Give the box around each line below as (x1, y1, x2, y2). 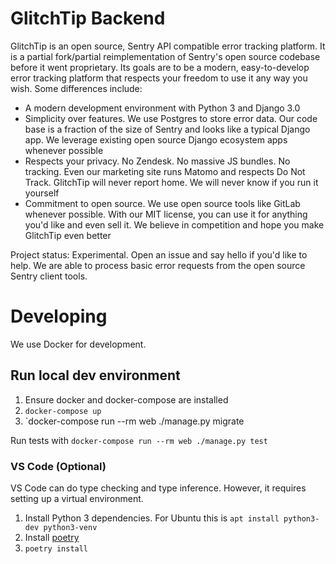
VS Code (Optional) (10, 459, 107, 473)
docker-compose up (24, 406, 102, 416)
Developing (10, 305, 108, 328)
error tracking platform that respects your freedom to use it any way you (10, 72, 308, 84)
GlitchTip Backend (10, 7, 166, 30)
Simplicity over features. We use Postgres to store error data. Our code (24, 112, 318, 124)
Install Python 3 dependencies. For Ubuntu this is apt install (24, 512, 280, 524)
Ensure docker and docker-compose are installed (24, 393, 229, 406)
